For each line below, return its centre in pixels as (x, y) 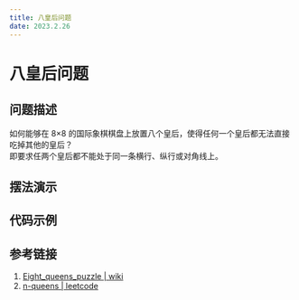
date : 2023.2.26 (40, 26)
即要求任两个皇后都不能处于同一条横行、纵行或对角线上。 (116, 155)
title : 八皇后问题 (41, 18)
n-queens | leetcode (61, 286)
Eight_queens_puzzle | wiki (73, 277)
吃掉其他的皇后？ (41, 145)
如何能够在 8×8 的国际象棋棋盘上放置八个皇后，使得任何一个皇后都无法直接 (150, 133)
